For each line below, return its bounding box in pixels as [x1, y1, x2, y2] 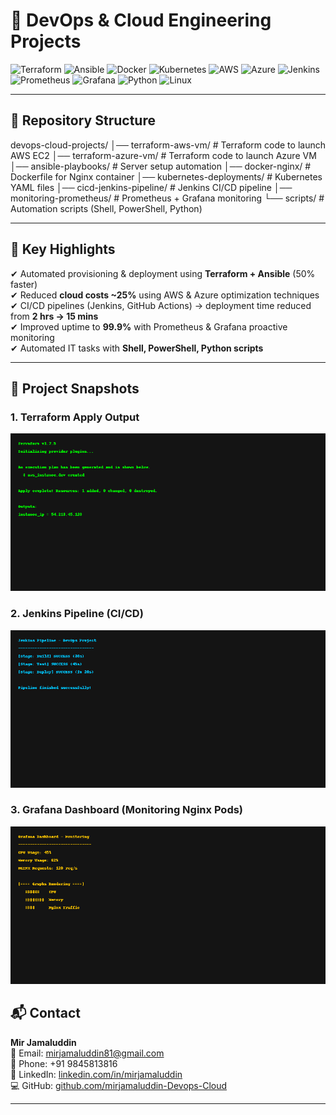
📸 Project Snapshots [10, 380, 140, 397]
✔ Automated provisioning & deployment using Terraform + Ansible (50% [10, 267, 316, 279]
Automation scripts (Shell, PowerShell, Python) [10, 202, 203, 214]
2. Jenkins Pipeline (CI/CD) [10, 607, 144, 621]
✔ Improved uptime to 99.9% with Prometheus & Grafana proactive [10, 320, 288, 333]
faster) [10, 278, 38, 290]
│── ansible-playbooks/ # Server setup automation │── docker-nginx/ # [10, 160, 312, 172]
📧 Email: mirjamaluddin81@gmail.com [10, 1047, 165, 1059]
